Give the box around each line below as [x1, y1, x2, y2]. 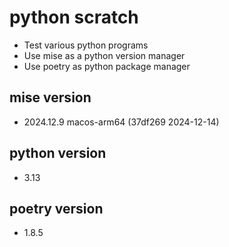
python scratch [9, 6, 139, 29]
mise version [9, 89, 92, 106]
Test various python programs [23, 39, 149, 51]
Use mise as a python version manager [23, 49, 186, 61]
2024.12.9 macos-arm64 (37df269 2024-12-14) [23, 116, 220, 128]
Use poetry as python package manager [23, 60, 191, 72]
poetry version [9, 200, 104, 217]
